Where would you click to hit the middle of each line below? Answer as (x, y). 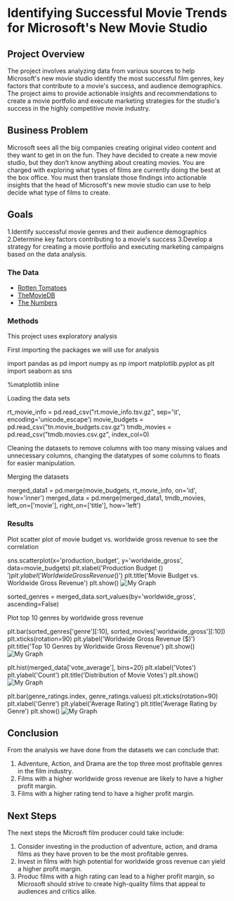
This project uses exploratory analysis (62, 336)
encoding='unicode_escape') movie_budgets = (76, 419)
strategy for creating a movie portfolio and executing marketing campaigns (116, 246)
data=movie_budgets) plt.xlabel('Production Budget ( (84, 568)
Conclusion (33, 733)
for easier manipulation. (41, 463)
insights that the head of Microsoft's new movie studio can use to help (109, 185)
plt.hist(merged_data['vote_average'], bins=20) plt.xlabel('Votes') (102, 667)
